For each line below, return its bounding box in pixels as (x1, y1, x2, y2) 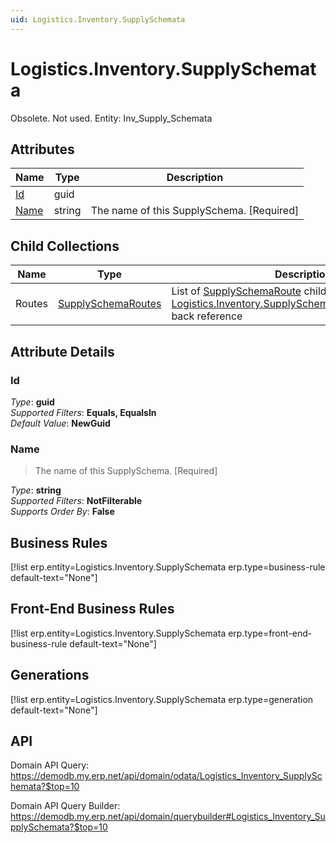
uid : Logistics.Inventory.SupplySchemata (10, 14, 186, 25)
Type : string (10, 484, 62, 496)
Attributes (10, 141, 75, 158)
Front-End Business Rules (10, 601, 175, 618)
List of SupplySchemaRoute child (171, 284, 327, 298)
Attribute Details (10, 343, 115, 360)
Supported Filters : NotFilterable (10, 495, 143, 507)
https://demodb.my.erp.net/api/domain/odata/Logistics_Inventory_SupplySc (10, 770, 323, 782)
